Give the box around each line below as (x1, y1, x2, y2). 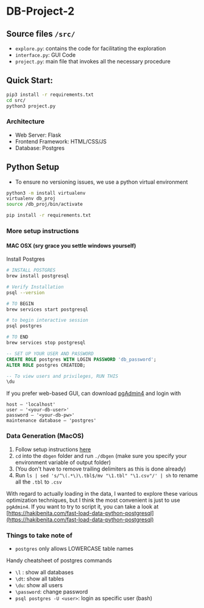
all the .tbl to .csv (15, 478, 62, 485)
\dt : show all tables (15, 575, 65, 582)
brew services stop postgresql (6, 340, 86, 346)
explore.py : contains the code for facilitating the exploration (15, 45, 166, 52)
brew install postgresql (6, 273, 69, 279)
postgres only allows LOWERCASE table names (15, 545, 134, 552)
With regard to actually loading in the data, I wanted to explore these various (6, 490, 198, 497)
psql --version (6, 289, 45, 295)
